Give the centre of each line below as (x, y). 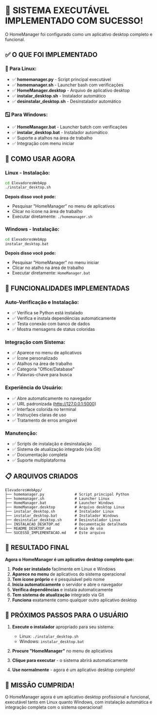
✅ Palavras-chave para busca (42, 375)
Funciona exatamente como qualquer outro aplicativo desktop (74, 600)
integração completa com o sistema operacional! (54, 707)
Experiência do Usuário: (34, 387)
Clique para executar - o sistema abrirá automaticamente (70, 660)
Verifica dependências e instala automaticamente (62, 589)
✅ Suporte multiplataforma (39, 460)
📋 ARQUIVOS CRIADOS (42, 476)
